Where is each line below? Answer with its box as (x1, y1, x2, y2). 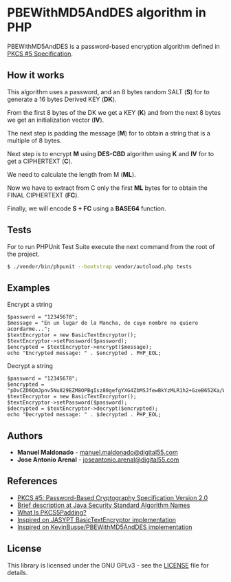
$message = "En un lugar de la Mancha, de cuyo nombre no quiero (7, 320, 198, 327)
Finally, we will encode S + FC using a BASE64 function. (7, 204, 166, 213)
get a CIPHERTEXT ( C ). (7, 157, 73, 165)
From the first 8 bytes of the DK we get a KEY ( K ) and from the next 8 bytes (7, 108, 221, 116)
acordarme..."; (7, 325, 51, 333)
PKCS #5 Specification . (7, 50, 74, 58)
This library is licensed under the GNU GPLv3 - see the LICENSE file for (7, 561, 210, 569)
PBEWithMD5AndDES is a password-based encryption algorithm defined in (7, 42, 220, 50)
